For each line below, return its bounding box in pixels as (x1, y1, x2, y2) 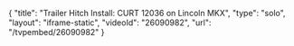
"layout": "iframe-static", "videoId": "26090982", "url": (8, 17, 212, 28)
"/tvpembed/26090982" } (8, 27, 105, 37)
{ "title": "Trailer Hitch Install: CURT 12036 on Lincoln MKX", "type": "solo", (8, 8, 286, 18)
